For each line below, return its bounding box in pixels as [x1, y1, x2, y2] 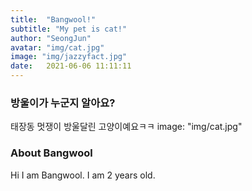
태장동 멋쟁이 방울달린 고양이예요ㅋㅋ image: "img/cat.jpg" [10, 121, 243, 133]
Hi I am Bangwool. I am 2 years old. [10, 169, 156, 181]
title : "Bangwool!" [10, 14, 97, 25]
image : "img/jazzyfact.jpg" [10, 52, 128, 62]
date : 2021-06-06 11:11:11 [10, 61, 132, 71]
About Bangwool [10, 146, 93, 160]
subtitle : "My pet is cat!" [10, 24, 128, 34]
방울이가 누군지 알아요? [10, 96, 116, 110]
